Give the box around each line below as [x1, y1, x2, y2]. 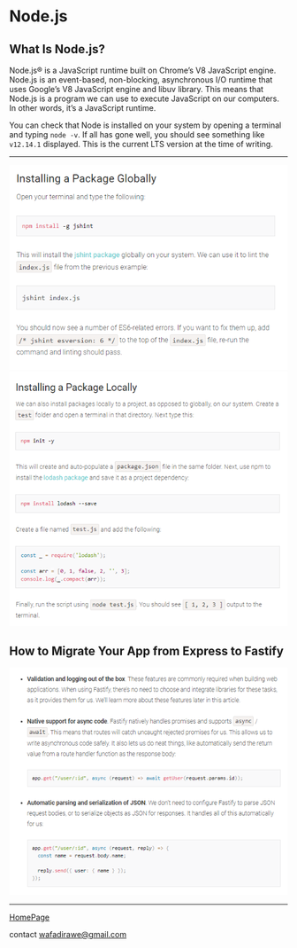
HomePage [9, 912, 50, 923]
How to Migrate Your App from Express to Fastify [9, 643, 285, 658]
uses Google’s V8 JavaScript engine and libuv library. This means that [9, 84, 263, 94]
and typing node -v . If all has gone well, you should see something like [9, 129, 265, 139]
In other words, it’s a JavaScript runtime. [9, 103, 156, 113]
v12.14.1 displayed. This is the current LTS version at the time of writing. [9, 139, 274, 149]
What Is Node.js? [9, 42, 106, 57]
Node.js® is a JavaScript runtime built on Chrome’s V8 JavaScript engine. [9, 65, 277, 75]
